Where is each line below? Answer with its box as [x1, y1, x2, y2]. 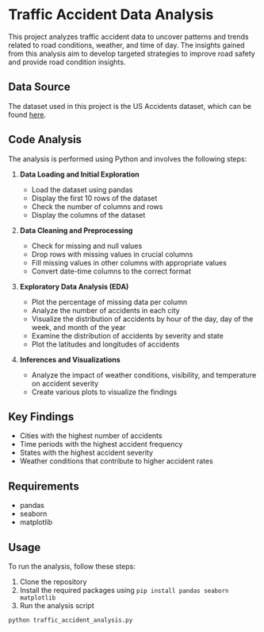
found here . [8, 110, 46, 119]
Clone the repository [19, 577, 87, 586]
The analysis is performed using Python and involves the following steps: [8, 153, 247, 164]
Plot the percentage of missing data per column [31, 297, 188, 307]
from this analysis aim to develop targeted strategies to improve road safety [8, 48, 255, 58]
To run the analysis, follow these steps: [8, 562, 136, 571]
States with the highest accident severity [19, 448, 153, 458]
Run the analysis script [19, 601, 95, 610]
